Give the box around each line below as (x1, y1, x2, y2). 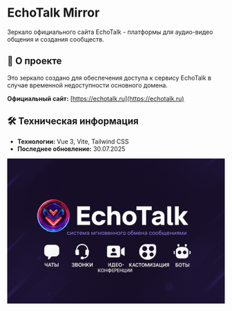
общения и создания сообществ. (7, 35, 105, 43)
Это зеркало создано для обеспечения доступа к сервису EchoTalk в (7, 73, 212, 82)
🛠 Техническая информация (7, 116, 139, 127)
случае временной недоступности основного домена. (7, 81, 168, 89)
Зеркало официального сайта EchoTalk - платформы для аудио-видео (7, 28, 213, 36)
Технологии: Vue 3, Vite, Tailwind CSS (17, 137, 129, 145)
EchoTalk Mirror (7, 5, 100, 21)
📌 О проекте (7, 55, 62, 67)
